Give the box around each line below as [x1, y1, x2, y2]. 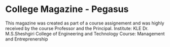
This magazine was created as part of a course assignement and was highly [5, 20, 164, 26]
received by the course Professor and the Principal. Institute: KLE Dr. [5, 25, 149, 31]
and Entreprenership [5, 36, 48, 42]
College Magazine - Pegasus [5, 3, 129, 15]
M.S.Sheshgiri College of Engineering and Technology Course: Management [5, 30, 165, 36]
